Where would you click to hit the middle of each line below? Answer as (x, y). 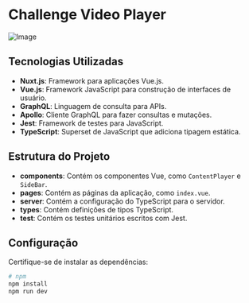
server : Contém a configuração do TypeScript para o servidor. (122, 201)
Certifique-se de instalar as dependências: (78, 262)
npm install (28, 284)
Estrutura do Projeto (59, 157)
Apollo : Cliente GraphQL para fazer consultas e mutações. (116, 115)
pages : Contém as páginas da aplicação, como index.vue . (115, 192)
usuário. (33, 98)
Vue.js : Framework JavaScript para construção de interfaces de (125, 89)
